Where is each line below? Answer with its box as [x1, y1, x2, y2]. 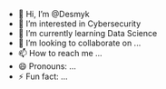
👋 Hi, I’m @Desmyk [17, 9, 90, 19]
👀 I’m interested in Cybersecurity [17, 18, 142, 29]
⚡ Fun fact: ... [17, 71, 68, 82]
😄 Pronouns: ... [17, 61, 77, 72]
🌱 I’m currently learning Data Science [17, 28, 158, 38]
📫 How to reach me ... [17, 48, 103, 58]
